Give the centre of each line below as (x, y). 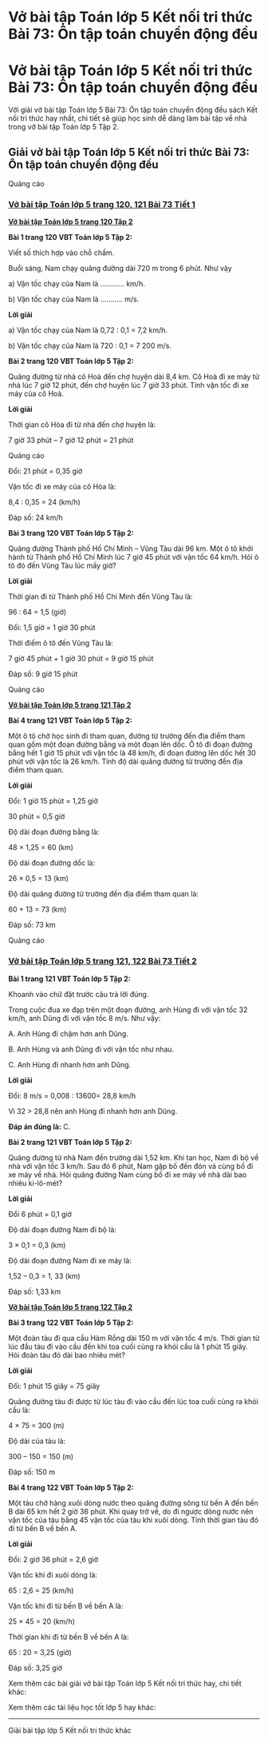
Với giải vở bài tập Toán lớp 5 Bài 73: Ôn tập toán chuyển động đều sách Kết (133, 110)
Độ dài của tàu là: (37, 1441)
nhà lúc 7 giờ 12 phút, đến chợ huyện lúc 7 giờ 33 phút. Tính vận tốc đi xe (129, 385)
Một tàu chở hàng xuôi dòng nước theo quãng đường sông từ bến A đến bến (133, 1502)
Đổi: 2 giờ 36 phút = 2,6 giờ (53, 1559)
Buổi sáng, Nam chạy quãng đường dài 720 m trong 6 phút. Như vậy (120, 269)
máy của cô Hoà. (36, 394)
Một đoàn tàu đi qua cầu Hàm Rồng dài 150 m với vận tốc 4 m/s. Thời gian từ (134, 1338)
